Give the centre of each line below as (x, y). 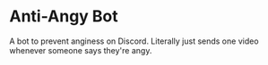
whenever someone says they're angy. (81, 50)
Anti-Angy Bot (64, 16)
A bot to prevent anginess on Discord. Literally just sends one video (134, 41)
